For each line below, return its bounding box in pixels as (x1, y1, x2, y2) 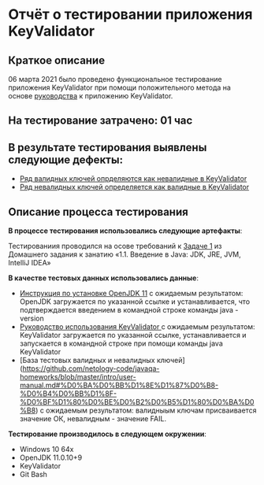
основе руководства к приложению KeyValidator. (8, 91, 173, 100)
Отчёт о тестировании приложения (8, 6, 253, 24)
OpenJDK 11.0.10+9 (19, 453, 83, 462)
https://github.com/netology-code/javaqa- (22, 364, 160, 373)
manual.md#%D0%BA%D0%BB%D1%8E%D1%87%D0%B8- (19, 380, 219, 391)
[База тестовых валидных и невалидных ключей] (19, 356, 185, 365)
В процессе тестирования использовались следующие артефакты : (8, 226, 243, 235)
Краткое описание (8, 54, 105, 67)
